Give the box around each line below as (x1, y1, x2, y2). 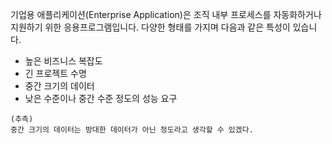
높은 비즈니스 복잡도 (24, 55, 103, 67)
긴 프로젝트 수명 (24, 68, 87, 79)
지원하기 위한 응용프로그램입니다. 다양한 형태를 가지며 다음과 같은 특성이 (10, 21, 291, 33)
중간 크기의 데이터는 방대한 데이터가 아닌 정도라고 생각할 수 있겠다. (10, 125, 254, 135)
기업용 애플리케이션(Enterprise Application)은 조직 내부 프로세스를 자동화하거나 (10, 9, 322, 20)
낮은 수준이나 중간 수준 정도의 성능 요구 (24, 93, 178, 104)
